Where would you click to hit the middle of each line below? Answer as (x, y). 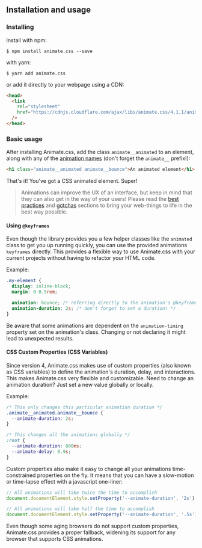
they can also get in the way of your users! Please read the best (100, 199)
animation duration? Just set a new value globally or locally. (80, 384)
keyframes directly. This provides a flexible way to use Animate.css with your (101, 251)
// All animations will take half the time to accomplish (80, 509)
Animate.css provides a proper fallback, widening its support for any (91, 532)
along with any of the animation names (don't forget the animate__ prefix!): (98, 158)
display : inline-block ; (41, 286)
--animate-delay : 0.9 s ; (41, 451)
